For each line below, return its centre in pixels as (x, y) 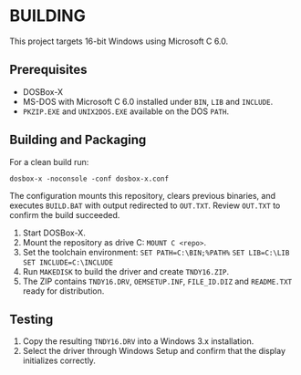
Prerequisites (48, 70)
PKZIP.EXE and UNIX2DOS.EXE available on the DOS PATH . (126, 111)
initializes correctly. (59, 360)
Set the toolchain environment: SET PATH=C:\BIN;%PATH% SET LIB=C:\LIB (156, 252)
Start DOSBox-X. (54, 233)
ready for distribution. (63, 291)
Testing (31, 319)
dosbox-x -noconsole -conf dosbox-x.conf (89, 179)
